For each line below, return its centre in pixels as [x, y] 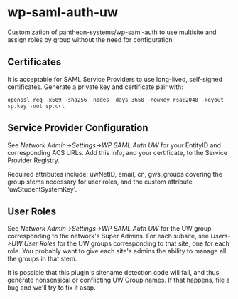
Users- [221, 236]
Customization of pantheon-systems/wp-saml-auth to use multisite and [112, 32]
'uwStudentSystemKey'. [42, 189]
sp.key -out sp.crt [36, 106]
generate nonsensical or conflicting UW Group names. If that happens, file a [119, 280]
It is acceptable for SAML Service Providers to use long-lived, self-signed [115, 79]
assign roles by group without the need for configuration [90, 39]
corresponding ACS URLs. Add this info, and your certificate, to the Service [118, 152]
